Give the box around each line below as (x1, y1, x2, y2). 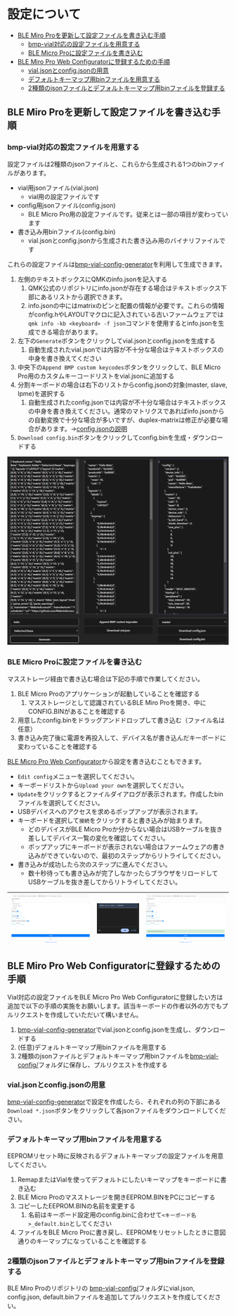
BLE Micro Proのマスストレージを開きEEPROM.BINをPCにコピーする (17, 1193, 216, 1201)
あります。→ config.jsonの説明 (40, 424, 128, 433)
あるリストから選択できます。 (40, 293, 126, 301)
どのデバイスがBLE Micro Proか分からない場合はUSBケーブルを (27, 824, 211, 833)
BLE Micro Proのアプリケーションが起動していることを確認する (17, 689, 200, 698)
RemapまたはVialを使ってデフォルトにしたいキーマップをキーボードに (17, 1175, 221, 1184)
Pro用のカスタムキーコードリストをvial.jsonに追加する (17, 371, 175, 380)
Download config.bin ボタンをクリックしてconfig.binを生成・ (17, 433, 193, 442)
